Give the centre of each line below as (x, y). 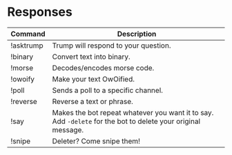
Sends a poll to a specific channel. (108, 90)
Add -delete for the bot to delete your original (126, 121)
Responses (40, 12)
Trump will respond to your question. (112, 45)
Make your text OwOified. (94, 79)
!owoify (23, 79)
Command (28, 34)
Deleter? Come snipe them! (96, 141)
